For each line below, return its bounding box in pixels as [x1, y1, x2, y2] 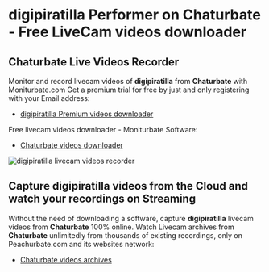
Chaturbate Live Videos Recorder [8, 55, 180, 69]
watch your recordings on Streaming [8, 192, 196, 206]
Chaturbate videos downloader [19, 140, 123, 150]
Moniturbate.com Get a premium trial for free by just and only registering [8, 85, 250, 94]
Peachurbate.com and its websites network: [8, 239, 155, 249]
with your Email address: [8, 94, 90, 103]
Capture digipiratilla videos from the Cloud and [8, 179, 248, 193]
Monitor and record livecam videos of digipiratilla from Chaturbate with [8, 77, 248, 86]
